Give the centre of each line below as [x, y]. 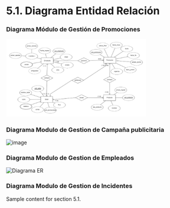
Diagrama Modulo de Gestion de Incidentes [69, 186]
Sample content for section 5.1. [44, 199]
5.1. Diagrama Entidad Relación [83, 11]
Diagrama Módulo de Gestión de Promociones [73, 30]
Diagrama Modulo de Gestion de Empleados [70, 158]
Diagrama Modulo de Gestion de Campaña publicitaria [85, 129]
